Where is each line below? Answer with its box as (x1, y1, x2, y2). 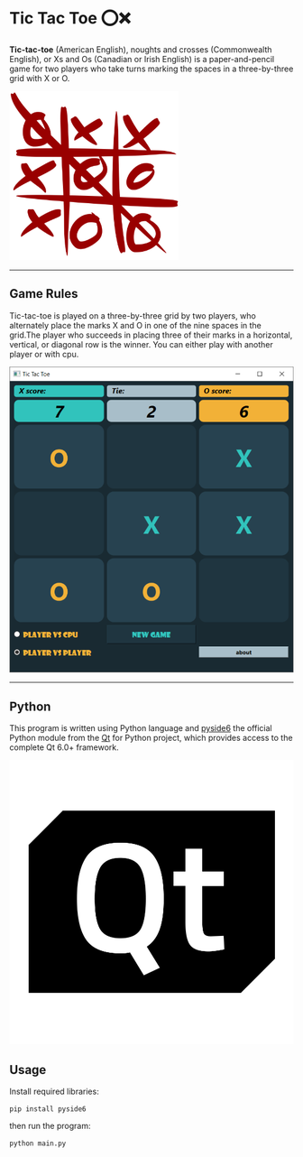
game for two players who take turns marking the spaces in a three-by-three (9, 63, 294, 74)
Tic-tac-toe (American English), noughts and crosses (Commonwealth (9, 43, 272, 55)
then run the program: (9, 1121, 91, 1132)
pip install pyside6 (9, 1105, 87, 1114)
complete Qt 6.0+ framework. (9, 742, 119, 753)
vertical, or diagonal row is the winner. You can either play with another (9, 338, 273, 349)
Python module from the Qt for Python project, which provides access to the (9, 733, 293, 744)
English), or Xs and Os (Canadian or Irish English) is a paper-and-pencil (9, 53, 275, 64)
